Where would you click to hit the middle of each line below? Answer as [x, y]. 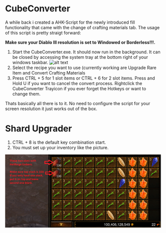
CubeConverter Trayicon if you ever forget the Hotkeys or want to [79, 88]
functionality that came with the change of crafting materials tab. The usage [82, 27]
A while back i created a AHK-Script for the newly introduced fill [70, 22]
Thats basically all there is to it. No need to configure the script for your [78, 103]
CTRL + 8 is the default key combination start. [59, 142]
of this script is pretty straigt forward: [43, 33]
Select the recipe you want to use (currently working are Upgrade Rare [84, 68]
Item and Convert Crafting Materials [49, 73]
